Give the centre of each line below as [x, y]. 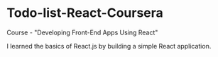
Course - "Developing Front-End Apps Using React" [82, 32]
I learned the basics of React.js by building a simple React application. [109, 46]
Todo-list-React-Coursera [85, 13]
